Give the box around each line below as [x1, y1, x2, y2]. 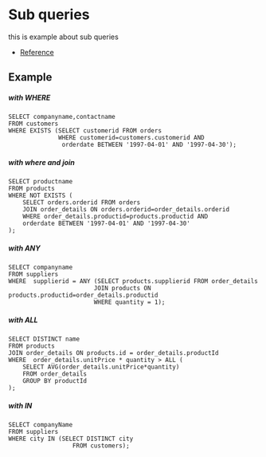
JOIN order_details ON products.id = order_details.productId [8, 349, 219, 357]
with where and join [8, 157, 76, 167]
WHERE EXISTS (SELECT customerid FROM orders [8, 127, 162, 135]
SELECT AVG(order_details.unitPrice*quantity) [22, 363, 180, 372]
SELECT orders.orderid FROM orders [22, 199, 141, 207]
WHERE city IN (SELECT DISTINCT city [8, 435, 134, 443]
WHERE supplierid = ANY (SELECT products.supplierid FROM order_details [8, 278, 259, 286]
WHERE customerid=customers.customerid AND [58, 134, 205, 142]
